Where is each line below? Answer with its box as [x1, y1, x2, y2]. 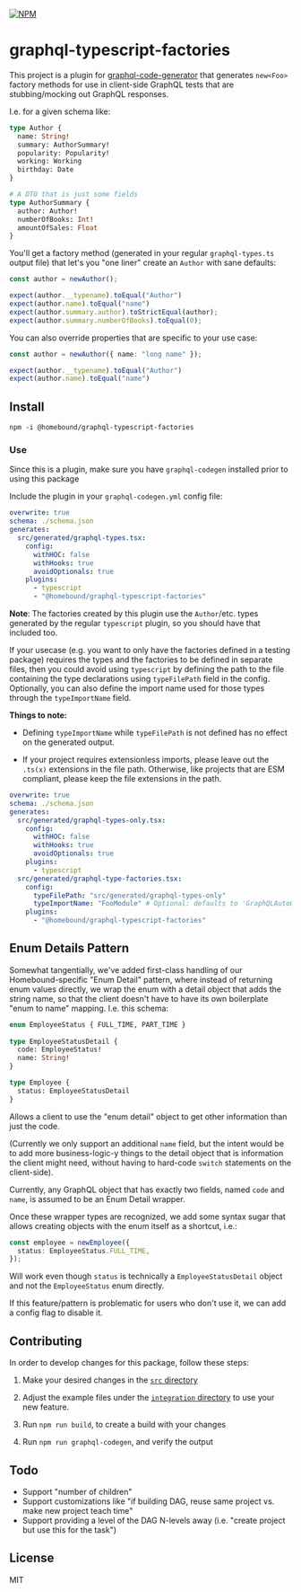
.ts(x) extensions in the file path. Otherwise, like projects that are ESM [21, 764, 285, 774]
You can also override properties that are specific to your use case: [9, 332, 258, 343]
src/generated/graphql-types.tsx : [17, 534, 146, 543]
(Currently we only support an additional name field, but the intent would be [9, 1137, 285, 1149]
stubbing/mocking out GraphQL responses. [9, 88, 169, 99]
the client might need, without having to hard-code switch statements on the [9, 1157, 292, 1168]
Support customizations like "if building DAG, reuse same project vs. [21, 1496, 275, 1507]
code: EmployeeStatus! [17, 1045, 102, 1055]
